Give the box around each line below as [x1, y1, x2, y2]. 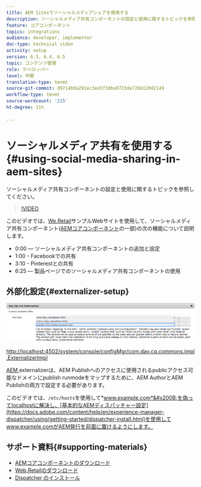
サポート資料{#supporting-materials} [6, 442, 148, 452]
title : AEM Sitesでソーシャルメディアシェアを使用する [6, 10, 129, 16]
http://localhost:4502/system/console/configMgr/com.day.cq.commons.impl [6, 348, 195, 355]
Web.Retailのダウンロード [14, 467, 78, 474]
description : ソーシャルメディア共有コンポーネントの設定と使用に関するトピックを [6, 16, 188, 22]
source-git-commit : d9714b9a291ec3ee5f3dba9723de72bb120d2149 [6, 86, 165, 92]
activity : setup [6, 48, 47, 54]
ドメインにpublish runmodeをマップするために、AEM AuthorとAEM [16, 374, 184, 381]
